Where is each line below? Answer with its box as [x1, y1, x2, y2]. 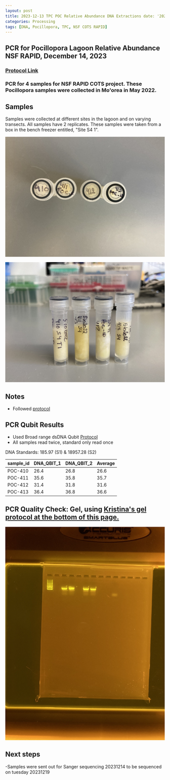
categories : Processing [5, 19, 56, 24]
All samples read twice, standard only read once [12, 439, 114, 445]
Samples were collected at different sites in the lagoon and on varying [5, 116, 151, 122]
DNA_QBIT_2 [65, 460, 93, 467]
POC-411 [7, 475, 29, 481]
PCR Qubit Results [5, 420, 64, 429]
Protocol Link [5, 67, 39, 74]
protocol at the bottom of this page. [5, 513, 119, 522]
